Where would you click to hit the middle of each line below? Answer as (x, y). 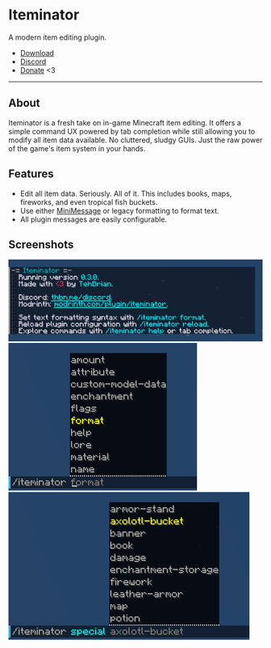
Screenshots (41, 244)
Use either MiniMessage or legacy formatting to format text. (119, 210)
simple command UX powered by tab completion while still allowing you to (132, 131)
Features (31, 174)
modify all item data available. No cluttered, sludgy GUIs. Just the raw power (135, 140)
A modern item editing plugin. (58, 37)
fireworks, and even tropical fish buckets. (89, 202)
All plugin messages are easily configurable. (94, 219)
